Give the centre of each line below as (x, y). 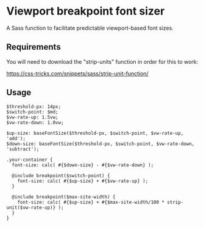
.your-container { (30, 160)
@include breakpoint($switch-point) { (61, 175)
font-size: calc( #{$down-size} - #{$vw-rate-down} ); (83, 165)
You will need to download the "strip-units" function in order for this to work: (102, 61)
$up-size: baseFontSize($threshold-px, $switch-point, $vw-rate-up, (95, 133)
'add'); (16, 138)
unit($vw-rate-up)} (31, 208)
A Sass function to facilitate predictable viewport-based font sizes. (90, 28)
